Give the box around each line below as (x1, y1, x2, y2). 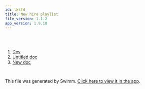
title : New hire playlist (5, 12, 58, 17)
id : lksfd (5, 7, 26, 12)
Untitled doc (12, 54, 38, 60)
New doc (12, 59, 31, 65)
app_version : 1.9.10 (5, 21, 48, 26)
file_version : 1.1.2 (5, 16, 48, 21)
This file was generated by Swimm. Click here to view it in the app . (5, 78, 141, 84)
